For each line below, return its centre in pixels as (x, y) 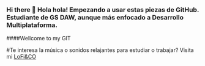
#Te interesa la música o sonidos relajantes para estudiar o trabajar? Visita (100, 50)
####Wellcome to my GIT (39, 38)
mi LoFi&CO (21, 57)
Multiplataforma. (32, 25)
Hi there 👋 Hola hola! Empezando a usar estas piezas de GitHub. (103, 10)
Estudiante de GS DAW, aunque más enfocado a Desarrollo (95, 17)
